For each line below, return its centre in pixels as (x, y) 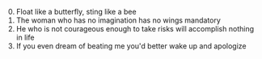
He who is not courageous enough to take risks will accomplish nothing (135, 29)
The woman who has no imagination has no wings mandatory (118, 20)
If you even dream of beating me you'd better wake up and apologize (131, 46)
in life (25, 37)
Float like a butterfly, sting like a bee (76, 12)
